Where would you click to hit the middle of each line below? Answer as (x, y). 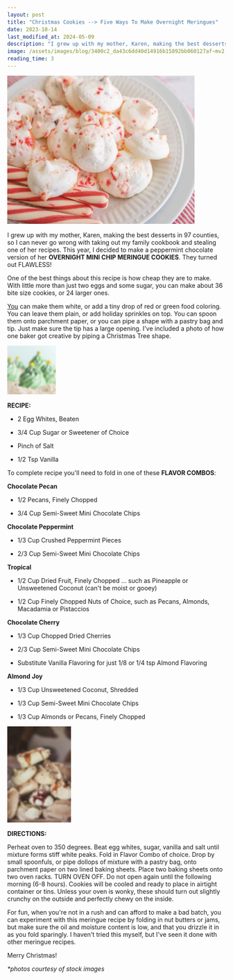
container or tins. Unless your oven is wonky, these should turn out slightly (114, 891)
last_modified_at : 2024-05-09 (51, 37)
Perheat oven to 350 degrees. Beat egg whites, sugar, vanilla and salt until (113, 847)
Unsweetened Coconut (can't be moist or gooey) (87, 588)
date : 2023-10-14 (32, 29)
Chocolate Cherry (34, 622)
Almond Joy (25, 676)
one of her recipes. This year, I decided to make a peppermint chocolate (110, 250)
